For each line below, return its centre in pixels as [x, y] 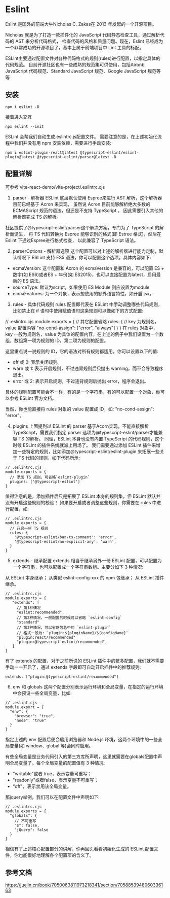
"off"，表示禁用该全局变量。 [42, 786]
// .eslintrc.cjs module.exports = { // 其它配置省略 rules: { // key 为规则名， [82, 321]
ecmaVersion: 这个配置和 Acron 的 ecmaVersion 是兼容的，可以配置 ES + [88, 268]
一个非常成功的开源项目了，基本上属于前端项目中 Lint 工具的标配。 [75, 47]
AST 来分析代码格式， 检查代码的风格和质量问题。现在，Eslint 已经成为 [89, 41]
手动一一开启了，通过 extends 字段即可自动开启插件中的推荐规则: [73, 667]
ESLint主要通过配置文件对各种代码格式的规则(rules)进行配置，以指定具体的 [83, 58]
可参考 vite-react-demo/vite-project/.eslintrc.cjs [55, 187]
